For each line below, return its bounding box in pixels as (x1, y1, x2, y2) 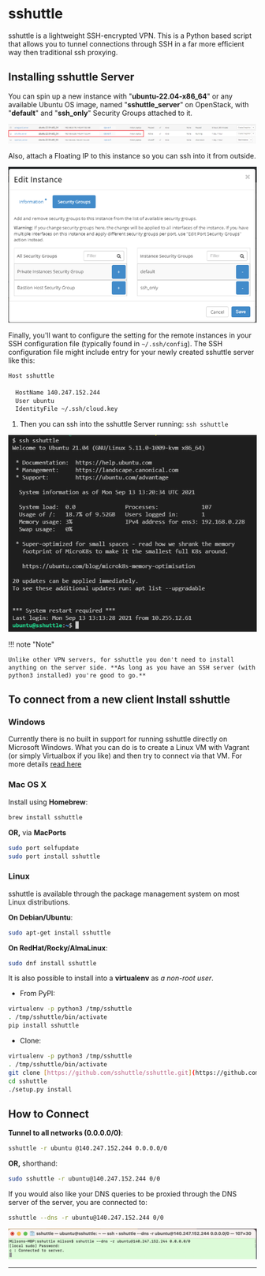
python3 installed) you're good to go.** (8, 671, 147, 679)
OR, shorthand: (8, 1158, 58, 1168)
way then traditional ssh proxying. (8, 47, 118, 57)
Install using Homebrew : (8, 797, 88, 807)
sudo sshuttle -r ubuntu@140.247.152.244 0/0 (8, 1175, 160, 1183)
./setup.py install (8, 1085, 73, 1093)
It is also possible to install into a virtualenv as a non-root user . (8, 973, 215, 983)
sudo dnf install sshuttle (8, 959, 97, 967)
